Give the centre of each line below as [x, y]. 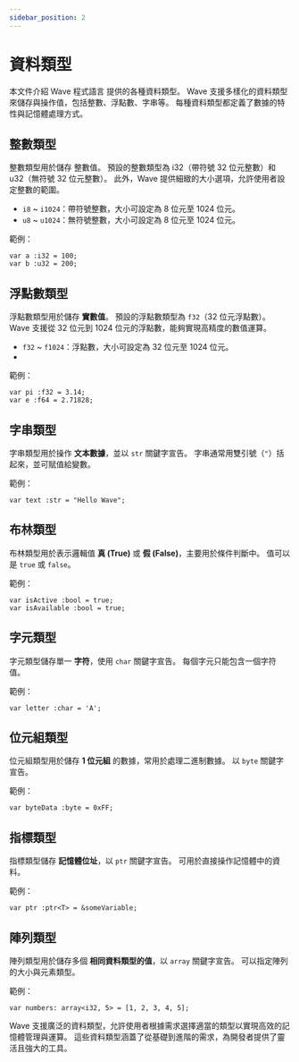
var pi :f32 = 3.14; [48, 393]
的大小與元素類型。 [45, 973]
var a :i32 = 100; [43, 256]
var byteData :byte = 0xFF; [62, 808]
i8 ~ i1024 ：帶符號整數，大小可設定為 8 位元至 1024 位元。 [131, 209]
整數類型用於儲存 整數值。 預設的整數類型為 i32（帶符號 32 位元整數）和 [143, 167]
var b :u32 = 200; [43, 264]
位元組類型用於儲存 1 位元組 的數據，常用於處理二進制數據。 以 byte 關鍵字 [146, 760]
